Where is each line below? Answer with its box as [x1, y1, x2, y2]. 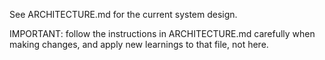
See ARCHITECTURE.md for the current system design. [9, 9, 238, 20]
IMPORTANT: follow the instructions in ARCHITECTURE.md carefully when [9, 28, 316, 39]
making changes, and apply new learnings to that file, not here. [9, 39, 269, 50]
